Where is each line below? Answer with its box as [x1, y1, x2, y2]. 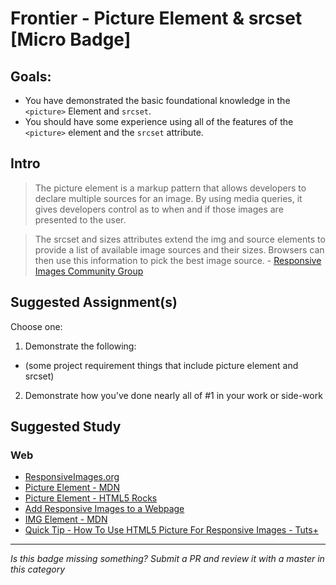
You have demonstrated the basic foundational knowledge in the [24, 95, 291, 106]
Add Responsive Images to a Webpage [24, 503, 185, 515]
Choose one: [10, 320, 63, 332]
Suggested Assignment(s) [10, 294, 178, 311]
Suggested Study [10, 418, 122, 436]
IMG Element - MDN [24, 513, 108, 526]
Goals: [10, 68, 52, 85]
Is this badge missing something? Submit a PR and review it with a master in [10, 553, 325, 565]
